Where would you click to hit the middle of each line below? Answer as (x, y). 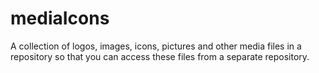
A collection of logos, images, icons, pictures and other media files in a (156, 46)
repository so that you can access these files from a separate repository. (160, 56)
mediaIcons (60, 18)
